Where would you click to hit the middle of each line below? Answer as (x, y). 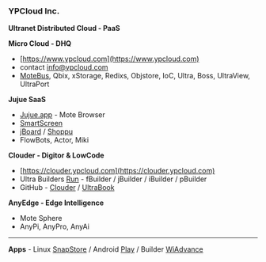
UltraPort (34, 84)
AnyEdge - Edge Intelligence (56, 203)
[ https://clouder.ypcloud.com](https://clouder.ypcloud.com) (117, 171)
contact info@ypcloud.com (64, 67)
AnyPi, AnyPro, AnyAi (54, 226)
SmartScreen (41, 123)
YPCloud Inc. (34, 11)
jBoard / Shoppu (46, 131)
